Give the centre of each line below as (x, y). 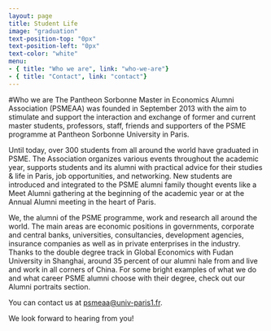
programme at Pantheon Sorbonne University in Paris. (99, 134)
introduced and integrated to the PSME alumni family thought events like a (133, 185)
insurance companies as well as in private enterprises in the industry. (125, 243)
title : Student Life (44, 24)
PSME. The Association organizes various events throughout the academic (133, 159)
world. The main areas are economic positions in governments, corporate (131, 226)
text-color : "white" (44, 54)
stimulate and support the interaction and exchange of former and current (132, 117)
